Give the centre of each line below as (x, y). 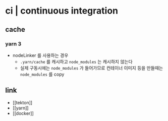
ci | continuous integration (62, 11)
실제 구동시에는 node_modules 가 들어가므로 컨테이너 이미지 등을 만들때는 (91, 68)
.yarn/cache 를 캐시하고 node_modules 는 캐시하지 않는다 (76, 62)
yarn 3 (13, 44)
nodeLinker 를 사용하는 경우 (40, 55)
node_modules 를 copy (42, 74)
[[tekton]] (22, 102)
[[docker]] (23, 113)
